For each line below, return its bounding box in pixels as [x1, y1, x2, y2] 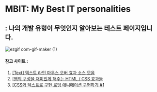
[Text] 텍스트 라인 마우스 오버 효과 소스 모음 [12, 70, 95, 76]
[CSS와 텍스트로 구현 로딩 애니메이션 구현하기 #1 [12, 82, 105, 88]
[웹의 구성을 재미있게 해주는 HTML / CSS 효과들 [12, 76, 103, 82]
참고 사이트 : [5, 58, 28, 64]
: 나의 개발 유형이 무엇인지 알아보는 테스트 [5, 24, 122, 32]
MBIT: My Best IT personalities [5, 3, 131, 15]
